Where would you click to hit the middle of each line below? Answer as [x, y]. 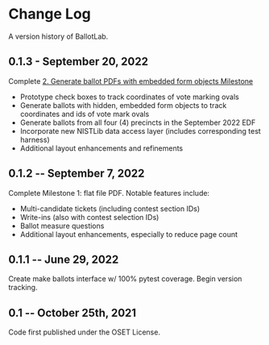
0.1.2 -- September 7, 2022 [77, 174]
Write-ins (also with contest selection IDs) [89, 217]
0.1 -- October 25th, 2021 [72, 312]
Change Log [50, 14]
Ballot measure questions [62, 226]
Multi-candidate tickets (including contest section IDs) [110, 208]
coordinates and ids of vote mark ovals [85, 114]
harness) [35, 139]
